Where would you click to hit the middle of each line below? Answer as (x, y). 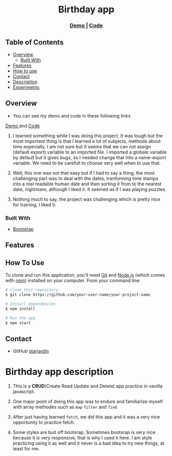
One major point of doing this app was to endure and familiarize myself (88, 402)
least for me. (26, 449)
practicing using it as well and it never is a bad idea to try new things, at (89, 443)
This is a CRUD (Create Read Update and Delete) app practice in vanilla (88, 386)
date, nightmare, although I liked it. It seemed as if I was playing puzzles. (90, 189)
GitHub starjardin (31, 351)
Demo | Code (86, 26)
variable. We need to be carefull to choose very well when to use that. (87, 163)
